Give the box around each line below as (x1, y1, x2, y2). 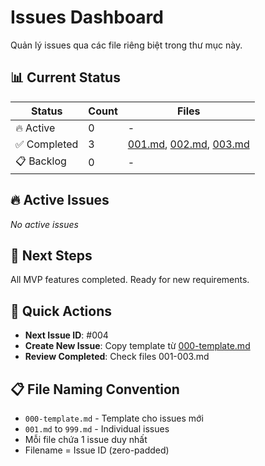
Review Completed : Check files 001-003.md (24, 351, 210, 363)
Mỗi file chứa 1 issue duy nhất (24, 434, 148, 445)
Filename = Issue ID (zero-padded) (24, 444, 170, 456)
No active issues (10, 218, 79, 230)
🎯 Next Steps (10, 247, 93, 264)
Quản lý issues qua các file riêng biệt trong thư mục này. (10, 39, 243, 51)
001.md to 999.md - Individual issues (24, 423, 170, 435)
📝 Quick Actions (10, 302, 112, 320)
